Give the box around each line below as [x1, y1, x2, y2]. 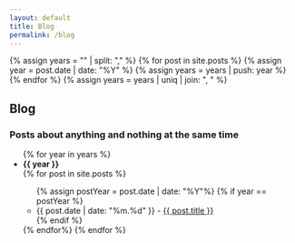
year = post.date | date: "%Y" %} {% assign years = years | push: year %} [9, 65, 287, 76]
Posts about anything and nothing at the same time [9, 128, 239, 141]
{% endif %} [35, 215, 84, 226]
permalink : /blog [9, 30, 75, 39]
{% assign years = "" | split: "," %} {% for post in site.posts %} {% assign [9, 56, 282, 66]
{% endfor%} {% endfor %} [22, 225, 127, 236]
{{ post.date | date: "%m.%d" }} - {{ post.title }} [35, 206, 214, 217]
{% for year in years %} [22, 149, 112, 160]
